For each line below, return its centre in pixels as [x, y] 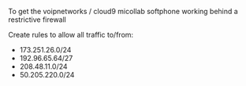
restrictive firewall [37, 20]
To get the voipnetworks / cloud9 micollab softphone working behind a [123, 11]
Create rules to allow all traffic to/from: [71, 35]
